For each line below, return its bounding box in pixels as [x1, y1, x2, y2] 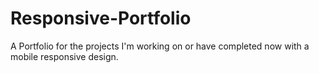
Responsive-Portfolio [10, 7, 192, 30]
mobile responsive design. [10, 50, 119, 62]
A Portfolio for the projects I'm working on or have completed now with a [10, 40, 310, 52]
